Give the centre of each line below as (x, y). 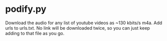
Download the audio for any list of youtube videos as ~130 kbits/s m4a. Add (84, 23)
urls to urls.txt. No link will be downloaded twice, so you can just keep (77, 28)
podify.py (26, 9)
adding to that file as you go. (35, 33)
